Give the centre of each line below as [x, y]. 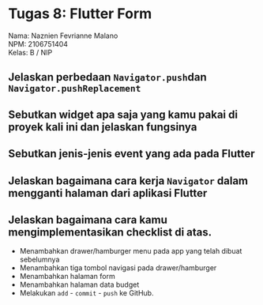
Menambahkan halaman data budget [79, 284]
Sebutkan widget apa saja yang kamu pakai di [123, 114]
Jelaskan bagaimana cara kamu [88, 219]
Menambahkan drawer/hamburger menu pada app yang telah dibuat [131, 251]
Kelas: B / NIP [30, 52]
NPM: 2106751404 [38, 43]
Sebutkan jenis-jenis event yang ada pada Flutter [131, 154]
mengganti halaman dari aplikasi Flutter [108, 193]
